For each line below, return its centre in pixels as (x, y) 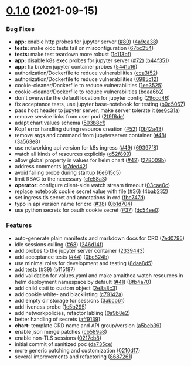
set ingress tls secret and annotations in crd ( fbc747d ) (80, 198)
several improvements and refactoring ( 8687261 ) (74, 357)
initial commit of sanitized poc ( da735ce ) (64, 344)
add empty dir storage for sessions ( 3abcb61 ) (69, 300)
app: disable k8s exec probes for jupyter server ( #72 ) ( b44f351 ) (92, 60)
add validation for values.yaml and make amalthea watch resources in (99, 275)
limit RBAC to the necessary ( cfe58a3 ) (61, 179)
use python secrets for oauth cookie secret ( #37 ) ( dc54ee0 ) (87, 210)
